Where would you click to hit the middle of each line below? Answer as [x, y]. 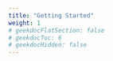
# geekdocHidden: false [48, 45]
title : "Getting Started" [51, 15]
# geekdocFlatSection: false [56, 30]
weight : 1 [25, 23]
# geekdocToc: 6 [35, 38]
